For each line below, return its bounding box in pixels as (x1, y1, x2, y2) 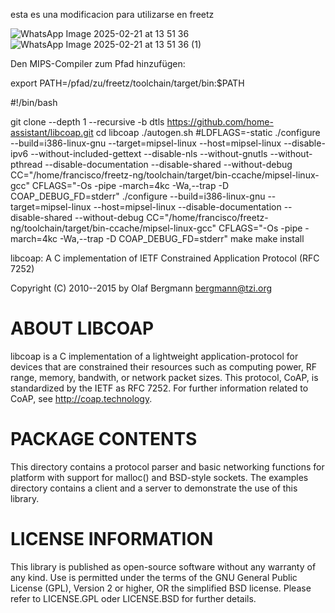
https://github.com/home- (166, 116, 274, 128)
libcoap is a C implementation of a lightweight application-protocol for (10, 350, 299, 362)
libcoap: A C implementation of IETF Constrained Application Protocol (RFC (10, 252, 320, 264)
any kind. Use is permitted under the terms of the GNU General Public (10, 571, 298, 583)
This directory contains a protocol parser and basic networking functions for (10, 460, 325, 473)
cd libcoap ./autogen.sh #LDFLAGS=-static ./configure (95, 127, 321, 138)
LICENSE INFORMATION (10, 528, 214, 551)
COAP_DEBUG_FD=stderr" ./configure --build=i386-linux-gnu (10, 190, 266, 202)
